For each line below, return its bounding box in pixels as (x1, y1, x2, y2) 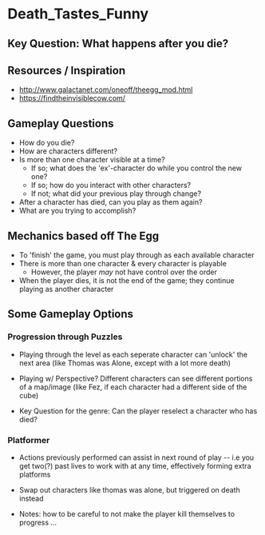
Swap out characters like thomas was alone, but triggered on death (18, 485, 240, 494)
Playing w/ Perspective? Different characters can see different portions (18, 373, 253, 383)
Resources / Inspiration (7, 63, 125, 77)
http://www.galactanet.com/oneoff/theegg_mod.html (18, 85, 193, 94)
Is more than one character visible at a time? (18, 155, 165, 165)
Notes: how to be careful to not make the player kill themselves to (18, 509, 235, 518)
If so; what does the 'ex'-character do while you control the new (30, 163, 243, 173)
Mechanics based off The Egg (7, 229, 160, 242)
